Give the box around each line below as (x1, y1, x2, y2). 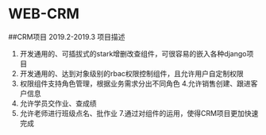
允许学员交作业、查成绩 (19, 98, 97, 108)
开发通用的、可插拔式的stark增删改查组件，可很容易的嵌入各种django (19, 48, 247, 58)
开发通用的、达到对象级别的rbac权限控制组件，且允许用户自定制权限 (19, 68, 244, 78)
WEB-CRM (8, 5, 79, 23)
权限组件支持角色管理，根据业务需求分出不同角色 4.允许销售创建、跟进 (19, 79, 252, 88)
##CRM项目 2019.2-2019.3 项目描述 (8, 32, 125, 41)
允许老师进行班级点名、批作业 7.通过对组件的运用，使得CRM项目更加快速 (19, 108, 259, 118)
